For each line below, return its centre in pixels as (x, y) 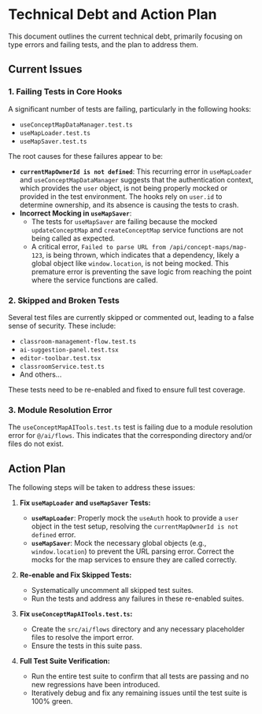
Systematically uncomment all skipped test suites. (113, 591)
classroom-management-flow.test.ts (78, 341)
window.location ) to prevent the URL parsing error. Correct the (133, 551)
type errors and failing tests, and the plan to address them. (103, 44)
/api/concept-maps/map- (208, 247)
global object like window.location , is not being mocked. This (130, 263)
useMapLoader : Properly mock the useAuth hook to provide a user (135, 518)
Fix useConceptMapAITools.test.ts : (76, 614)
